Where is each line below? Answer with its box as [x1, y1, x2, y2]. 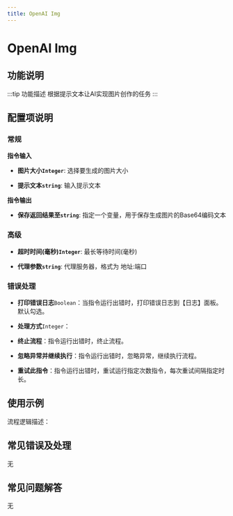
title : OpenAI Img [7, 10, 61, 17]
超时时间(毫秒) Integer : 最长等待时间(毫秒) [17, 247, 138, 255]
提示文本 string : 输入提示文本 [17, 181, 101, 190]
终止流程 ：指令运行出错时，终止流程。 [17, 336, 127, 345]
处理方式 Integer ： [17, 321, 70, 330]
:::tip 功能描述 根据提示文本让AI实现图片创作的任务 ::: [7, 89, 158, 98]
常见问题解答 [7, 482, 63, 494]
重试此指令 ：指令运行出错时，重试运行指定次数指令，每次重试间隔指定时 [17, 366, 225, 374]
